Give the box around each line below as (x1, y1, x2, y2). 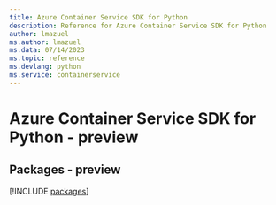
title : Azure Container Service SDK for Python (9, 12, 188, 22)
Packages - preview (9, 163, 121, 178)
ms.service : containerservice (9, 71, 121, 80)
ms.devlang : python (9, 63, 81, 72)
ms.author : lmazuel (9, 37, 81, 47)
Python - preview (9, 127, 139, 147)
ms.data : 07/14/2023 (9, 46, 86, 55)
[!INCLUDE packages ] (9, 186, 89, 196)
